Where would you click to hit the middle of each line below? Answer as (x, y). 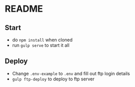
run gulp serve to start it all (41, 45)
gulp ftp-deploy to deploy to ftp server (53, 79)
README (24, 9)
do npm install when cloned (42, 40)
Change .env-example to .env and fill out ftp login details (71, 73)
